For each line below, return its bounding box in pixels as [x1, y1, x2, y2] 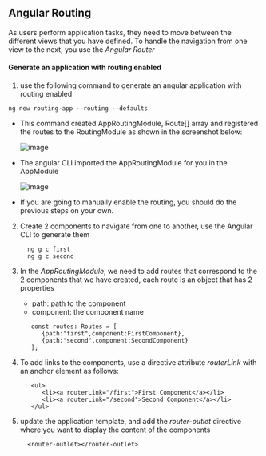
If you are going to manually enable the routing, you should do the [19, 197, 237, 207]
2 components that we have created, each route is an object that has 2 [19, 275, 253, 284]
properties [19, 284, 54, 293]
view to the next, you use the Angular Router [8, 44, 156, 54]
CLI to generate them [19, 230, 90, 240]
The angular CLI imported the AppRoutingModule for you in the [19, 158, 228, 168]
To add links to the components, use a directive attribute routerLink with [19, 358, 257, 367]
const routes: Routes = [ [30, 323, 117, 331]
